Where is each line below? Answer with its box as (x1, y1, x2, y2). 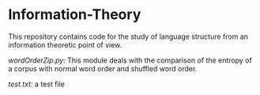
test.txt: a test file (8, 79, 66, 89)
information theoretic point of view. (8, 40, 122, 49)
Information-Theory (8, 6, 141, 24)
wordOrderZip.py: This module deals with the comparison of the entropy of (8, 55, 253, 65)
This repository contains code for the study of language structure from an (8, 32, 249, 41)
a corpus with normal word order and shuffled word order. (8, 63, 198, 73)
